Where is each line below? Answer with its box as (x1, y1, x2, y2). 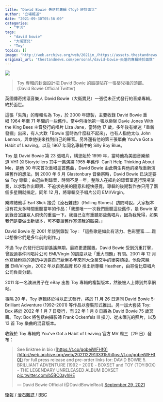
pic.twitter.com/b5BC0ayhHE (16, 372, 75, 378)
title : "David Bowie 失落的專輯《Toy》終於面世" (5, 7, 97, 12)
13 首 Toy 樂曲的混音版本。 (5, 320, 59, 326)
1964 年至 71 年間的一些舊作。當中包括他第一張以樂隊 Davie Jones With (10, 118, 154, 124)
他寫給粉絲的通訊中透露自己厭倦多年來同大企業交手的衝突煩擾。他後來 (5, 257, 146, 263)
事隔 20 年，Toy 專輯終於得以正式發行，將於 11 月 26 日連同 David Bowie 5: (5, 296, 155, 302)
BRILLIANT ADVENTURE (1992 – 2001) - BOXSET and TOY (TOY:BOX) (16, 362, 156, 368)
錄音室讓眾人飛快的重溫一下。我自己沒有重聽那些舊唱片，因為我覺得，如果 (9, 212, 158, 218)
